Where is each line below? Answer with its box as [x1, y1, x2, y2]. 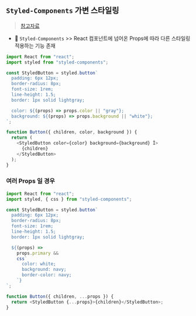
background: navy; [21, 267, 67, 273]
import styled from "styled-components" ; [6, 59, 109, 65]
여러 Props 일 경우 [6, 177, 56, 185]
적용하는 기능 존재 [14, 42, 56, 49]
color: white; [21, 261, 57, 267]
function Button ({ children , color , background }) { [6, 129, 137, 135]
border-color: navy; [21, 272, 72, 278]
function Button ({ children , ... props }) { [6, 293, 114, 300]
